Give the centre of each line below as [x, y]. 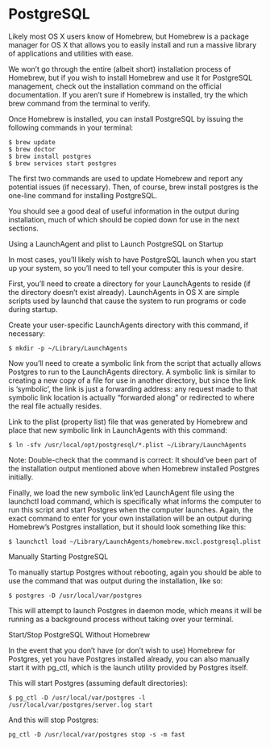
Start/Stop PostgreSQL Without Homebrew [79, 634]
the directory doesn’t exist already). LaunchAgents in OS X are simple [124, 292]
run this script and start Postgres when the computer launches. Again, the [131, 509]
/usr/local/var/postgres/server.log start [81, 705]
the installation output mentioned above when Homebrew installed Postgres [134, 468]
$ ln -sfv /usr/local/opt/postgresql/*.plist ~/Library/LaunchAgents [128, 445]
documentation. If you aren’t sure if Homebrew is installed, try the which [128, 94]
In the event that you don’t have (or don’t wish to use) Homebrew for [122, 650]
